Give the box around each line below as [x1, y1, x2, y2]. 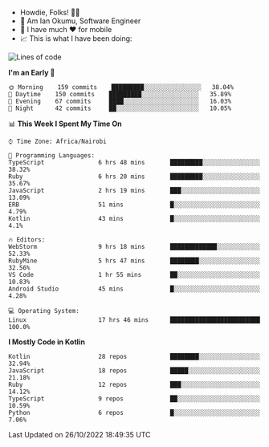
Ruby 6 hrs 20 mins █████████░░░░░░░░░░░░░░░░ [8, 173, 261, 181]
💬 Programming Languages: [8, 152, 95, 160]
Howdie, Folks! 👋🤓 [19, 8, 80, 17]
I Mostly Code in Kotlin [8, 337, 86, 347]
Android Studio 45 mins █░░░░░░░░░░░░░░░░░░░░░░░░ [8, 285, 261, 293]
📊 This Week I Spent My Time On [8, 119, 122, 128]
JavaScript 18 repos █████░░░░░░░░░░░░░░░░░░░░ [8, 367, 261, 375]
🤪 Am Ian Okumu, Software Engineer [19, 16, 141, 26]
